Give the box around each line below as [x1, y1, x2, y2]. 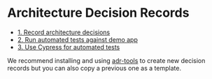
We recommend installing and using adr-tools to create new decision [7, 56, 206, 64]
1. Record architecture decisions [17, 28, 111, 36]
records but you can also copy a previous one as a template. [7, 64, 182, 72]
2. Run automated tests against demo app [17, 35, 138, 43]
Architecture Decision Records [7, 5, 190, 21]
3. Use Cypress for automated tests [17, 43, 120, 51]
